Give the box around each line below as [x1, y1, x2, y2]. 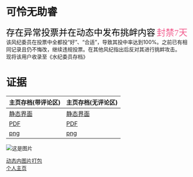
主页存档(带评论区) [9, 98, 61, 106]
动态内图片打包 [6, 157, 42, 164]
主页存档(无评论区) [66, 98, 118, 106]
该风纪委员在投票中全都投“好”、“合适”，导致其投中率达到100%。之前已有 [6, 39, 182, 46]
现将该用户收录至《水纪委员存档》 [6, 53, 88, 60]
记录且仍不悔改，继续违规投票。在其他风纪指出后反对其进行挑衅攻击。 [11, 46, 180, 53]
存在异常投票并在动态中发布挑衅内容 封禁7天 [6, 27, 188, 38]
